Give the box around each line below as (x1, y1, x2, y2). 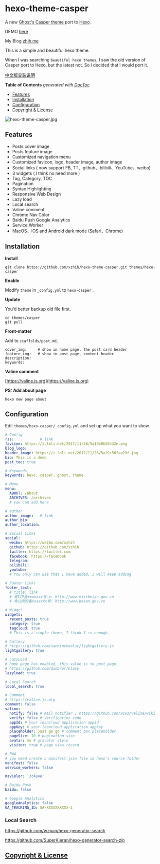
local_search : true (5, 684, 45, 689)
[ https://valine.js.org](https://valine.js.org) (5, 378, 89, 383)
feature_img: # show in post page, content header (5, 351, 114, 356)
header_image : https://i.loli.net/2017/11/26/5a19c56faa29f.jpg (5, 450, 138, 455)
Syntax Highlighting (12, 186, 52, 192)
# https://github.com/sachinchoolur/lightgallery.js (5, 643, 114, 649)
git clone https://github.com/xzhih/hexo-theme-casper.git (5, 264, 127, 270)
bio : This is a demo (5, 455, 47, 460)
